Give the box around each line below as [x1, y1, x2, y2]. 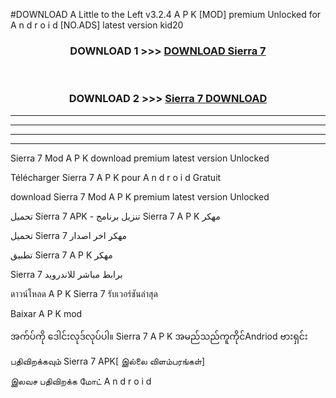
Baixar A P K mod [10, 307, 83, 319]
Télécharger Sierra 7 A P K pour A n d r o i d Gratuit [10, 171, 222, 183]
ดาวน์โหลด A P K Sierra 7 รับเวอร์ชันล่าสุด [10, 287, 158, 299]
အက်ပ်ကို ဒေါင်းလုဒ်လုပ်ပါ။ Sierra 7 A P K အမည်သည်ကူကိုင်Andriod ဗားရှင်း [10, 330, 308, 342]
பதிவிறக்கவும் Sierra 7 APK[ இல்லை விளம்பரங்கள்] [10, 355, 206, 367]
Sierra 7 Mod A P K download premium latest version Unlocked [10, 152, 270, 164]
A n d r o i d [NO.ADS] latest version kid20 [10, 19, 184, 31]
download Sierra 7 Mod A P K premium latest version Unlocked [10, 190, 270, 203]
